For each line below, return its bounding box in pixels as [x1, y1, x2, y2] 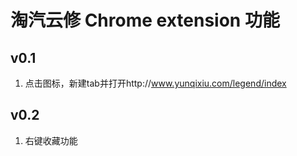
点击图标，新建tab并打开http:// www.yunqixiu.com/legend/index [24, 77, 287, 89]
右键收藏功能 [24, 134, 78, 146]
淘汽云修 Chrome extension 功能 [10, 9, 280, 32]
